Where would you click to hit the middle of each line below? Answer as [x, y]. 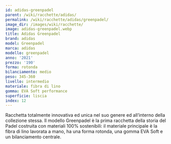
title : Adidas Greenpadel [33, 34]
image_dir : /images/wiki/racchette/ [44, 24]
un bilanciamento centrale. [33, 137]
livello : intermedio [27, 81]
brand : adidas [20, 39]
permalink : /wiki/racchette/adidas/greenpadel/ [57, 19]
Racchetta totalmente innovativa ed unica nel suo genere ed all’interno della [85, 115]
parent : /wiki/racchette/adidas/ [41, 15]
